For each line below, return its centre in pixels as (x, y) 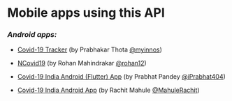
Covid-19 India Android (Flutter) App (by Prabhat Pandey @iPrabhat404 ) (121, 77)
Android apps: (32, 35)
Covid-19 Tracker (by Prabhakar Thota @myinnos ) (90, 49)
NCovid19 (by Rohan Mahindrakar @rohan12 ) (82, 63)
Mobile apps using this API (86, 13)
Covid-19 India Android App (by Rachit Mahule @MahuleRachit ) (109, 90)
